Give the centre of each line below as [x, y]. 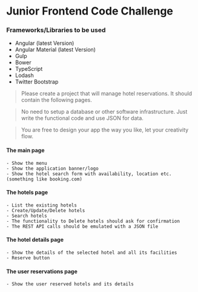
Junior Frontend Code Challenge [90, 11]
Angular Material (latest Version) [55, 50]
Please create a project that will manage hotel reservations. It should [107, 94]
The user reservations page [42, 271]
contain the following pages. [57, 100]
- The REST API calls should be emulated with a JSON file [82, 226]
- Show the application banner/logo [52, 168]
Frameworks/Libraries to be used [56, 30]
